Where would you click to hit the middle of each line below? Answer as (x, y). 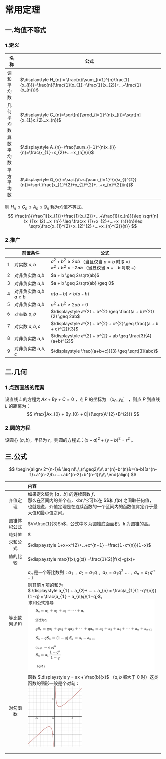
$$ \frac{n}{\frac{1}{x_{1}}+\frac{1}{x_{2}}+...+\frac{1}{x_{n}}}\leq (75, 216)
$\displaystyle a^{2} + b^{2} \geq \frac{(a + (95, 312)
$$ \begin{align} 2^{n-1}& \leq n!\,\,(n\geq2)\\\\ (57, 469)
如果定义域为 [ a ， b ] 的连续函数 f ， (63, 494)
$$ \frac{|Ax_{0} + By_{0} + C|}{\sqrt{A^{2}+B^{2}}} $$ (83, 414)
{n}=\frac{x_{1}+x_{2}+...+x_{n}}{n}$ (57, 153)
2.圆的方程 (18, 428)
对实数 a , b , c (27, 326)
